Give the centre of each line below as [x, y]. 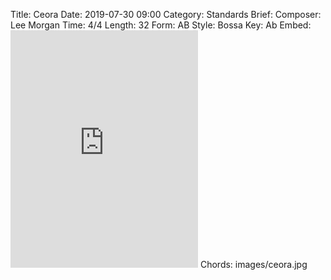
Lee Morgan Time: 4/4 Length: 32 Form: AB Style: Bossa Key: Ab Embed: [161, 25]
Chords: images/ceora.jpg [253, 264]
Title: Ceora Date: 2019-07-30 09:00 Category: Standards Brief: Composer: [166, 14]
